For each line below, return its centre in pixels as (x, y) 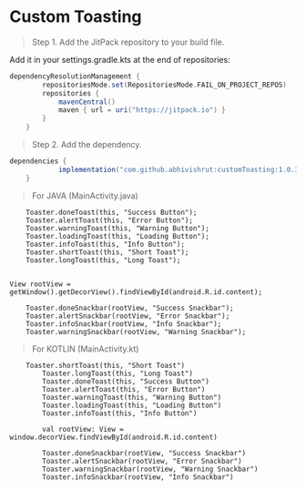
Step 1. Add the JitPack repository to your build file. (128, 42)
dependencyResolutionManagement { (75, 76)
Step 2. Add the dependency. (87, 145)
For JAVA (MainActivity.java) (85, 195)
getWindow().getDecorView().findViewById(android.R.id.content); (136, 292)
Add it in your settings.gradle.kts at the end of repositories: (120, 59)
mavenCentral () (87, 102)
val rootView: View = (83, 429)
